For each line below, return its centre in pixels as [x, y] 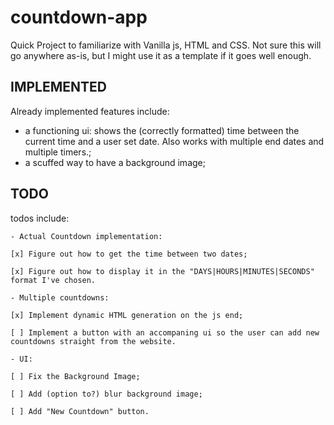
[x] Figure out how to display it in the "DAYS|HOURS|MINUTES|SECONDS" [162, 271]
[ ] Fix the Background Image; [75, 376]
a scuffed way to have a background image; [115, 162]
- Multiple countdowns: [60, 297]
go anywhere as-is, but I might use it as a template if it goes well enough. [161, 55]
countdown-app [79, 17]
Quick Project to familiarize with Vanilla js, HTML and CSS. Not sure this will [166, 45]
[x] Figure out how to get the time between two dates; [129, 254]
